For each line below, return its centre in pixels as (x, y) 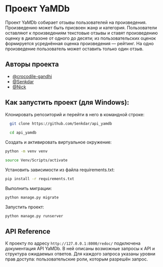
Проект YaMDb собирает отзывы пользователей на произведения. (76, 22)
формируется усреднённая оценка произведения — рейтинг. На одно (80, 43)
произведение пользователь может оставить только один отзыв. (74, 49)
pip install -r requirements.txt (40, 179)
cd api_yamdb (23, 133)
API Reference (28, 231)
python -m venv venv (27, 151)
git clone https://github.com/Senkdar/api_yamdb (61, 124)
